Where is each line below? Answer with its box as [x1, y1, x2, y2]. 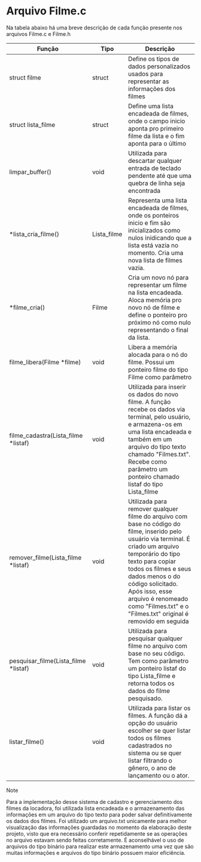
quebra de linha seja [127, 179, 185, 187]
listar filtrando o [127, 756, 172, 764]
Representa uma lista [127, 196, 187, 204]
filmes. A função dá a [127, 711, 188, 719]
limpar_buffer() [9, 168, 52, 176]
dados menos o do [127, 572, 181, 580]
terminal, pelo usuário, [127, 412, 191, 421]
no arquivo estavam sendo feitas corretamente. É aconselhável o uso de [6, 836, 184, 843]
